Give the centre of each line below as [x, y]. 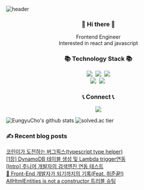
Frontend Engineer [98, 37]
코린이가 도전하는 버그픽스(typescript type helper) [64, 152]
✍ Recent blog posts [37, 136]
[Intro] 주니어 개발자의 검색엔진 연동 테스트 [55, 167]
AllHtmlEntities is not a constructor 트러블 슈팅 [61, 181]
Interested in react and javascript [98, 43]
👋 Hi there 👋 [98, 24]
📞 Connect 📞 [98, 97]
